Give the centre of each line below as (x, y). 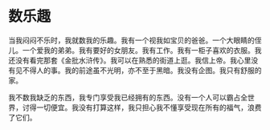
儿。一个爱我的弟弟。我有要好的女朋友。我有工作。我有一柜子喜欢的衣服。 (131, 50)
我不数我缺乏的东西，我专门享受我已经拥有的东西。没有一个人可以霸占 (125, 97)
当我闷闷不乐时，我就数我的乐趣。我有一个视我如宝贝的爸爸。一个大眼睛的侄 (135, 40)
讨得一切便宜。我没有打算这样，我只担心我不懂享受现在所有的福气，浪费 (142, 107)
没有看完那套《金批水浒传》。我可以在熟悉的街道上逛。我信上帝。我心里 (133, 60)
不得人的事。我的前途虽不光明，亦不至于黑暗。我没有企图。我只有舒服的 (142, 70)
